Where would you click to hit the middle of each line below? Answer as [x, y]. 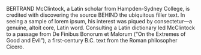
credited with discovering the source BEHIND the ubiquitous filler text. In [96, 15]
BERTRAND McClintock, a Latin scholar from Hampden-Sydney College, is [98, 9]
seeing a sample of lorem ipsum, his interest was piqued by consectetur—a [99, 21]
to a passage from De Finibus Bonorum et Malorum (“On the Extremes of [96, 34]
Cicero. [15, 47]
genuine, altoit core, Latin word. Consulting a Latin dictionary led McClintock [100, 27]
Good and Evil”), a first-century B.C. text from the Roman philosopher [92, 40]
